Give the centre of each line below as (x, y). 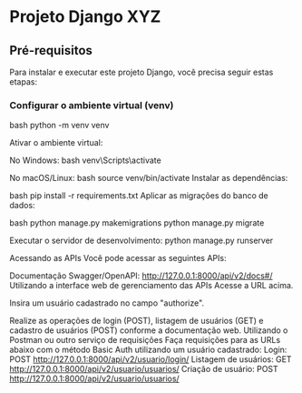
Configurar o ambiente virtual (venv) (92, 105)
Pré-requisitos (51, 50)
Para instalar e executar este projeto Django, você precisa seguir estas (141, 72)
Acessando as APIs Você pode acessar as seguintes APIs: (118, 258)
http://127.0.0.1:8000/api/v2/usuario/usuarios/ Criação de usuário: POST (144, 369)
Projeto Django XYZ (85, 17)
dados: (22, 206)
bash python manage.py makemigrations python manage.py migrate (137, 223)
